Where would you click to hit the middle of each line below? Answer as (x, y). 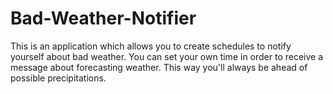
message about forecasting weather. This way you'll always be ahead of (159, 67)
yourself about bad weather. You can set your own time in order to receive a (167, 56)
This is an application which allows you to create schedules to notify (151, 46)
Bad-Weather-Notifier (103, 18)
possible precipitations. (58, 78)
